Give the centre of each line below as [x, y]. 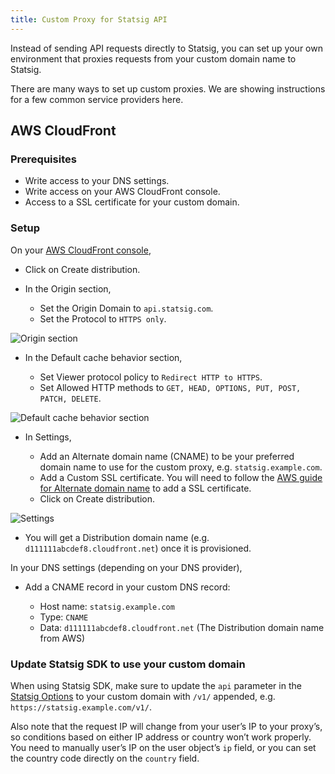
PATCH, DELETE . [70, 398]
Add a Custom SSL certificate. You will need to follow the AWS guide [181, 477]
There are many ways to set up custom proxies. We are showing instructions [168, 88]
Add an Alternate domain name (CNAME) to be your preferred [167, 456]
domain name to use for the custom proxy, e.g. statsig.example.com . [181, 467]
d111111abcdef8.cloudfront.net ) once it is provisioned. [138, 548]
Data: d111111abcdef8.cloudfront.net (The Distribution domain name [182, 627]
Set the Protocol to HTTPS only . [103, 318]
